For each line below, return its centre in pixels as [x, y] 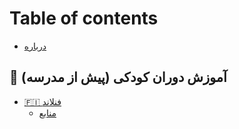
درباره [35, 46]
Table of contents [84, 18]
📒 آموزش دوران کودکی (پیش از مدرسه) [118, 77]
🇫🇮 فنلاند [42, 101]
